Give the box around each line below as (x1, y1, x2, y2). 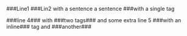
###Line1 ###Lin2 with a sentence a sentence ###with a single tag (6, 5, 175, 12)
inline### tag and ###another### (6, 23, 92, 30)
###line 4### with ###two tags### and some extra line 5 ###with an (6, 17, 182, 23)
